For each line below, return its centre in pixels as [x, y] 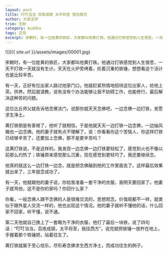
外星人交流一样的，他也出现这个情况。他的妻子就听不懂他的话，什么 [88, 205]
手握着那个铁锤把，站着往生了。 [38, 234]
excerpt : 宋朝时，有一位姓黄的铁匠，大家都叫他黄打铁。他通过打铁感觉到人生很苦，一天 [84, 38]
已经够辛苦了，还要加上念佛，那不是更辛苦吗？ [53, 137]
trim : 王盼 [16, 24]
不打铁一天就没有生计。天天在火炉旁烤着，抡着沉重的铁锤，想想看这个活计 [86, 68]
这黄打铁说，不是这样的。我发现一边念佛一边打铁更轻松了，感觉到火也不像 [82, 148]
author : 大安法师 [22, 19]
